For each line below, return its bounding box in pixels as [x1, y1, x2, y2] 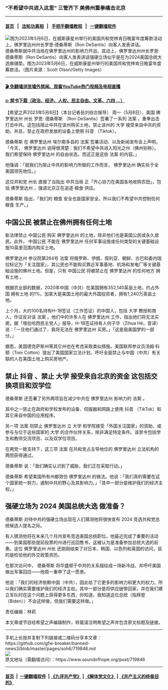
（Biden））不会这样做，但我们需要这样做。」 [5, 598, 96, 604]
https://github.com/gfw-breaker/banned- [5, 640, 90, 646]
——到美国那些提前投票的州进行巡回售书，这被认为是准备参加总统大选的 [5, 539, 154, 545]
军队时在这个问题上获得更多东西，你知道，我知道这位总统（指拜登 [9, 592, 145, 598]
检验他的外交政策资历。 [13, 552, 62, 558]
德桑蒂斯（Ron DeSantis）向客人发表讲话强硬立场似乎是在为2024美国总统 [5, 54, 157, 60]
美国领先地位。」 [5, 168, 38, 174]
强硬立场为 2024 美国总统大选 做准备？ [5, 502, 126, 511]
